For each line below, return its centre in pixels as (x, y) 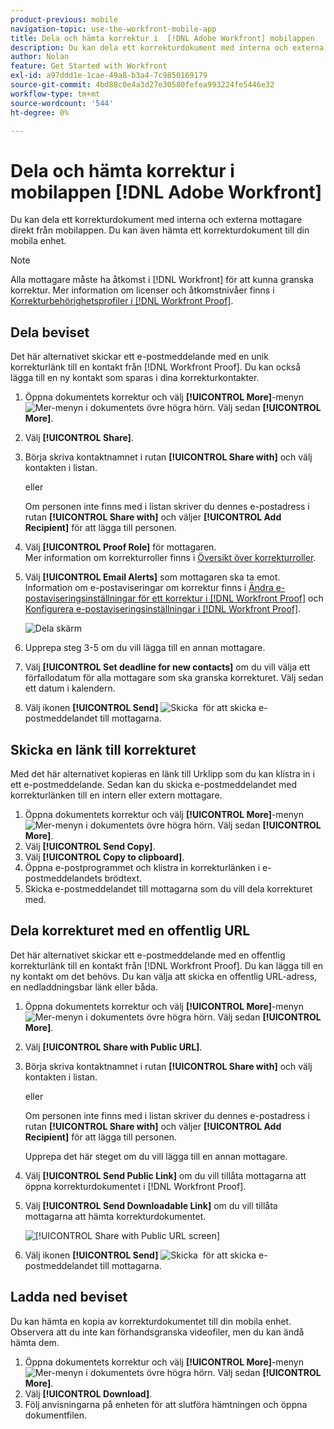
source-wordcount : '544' (62, 103)
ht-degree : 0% (40, 112)
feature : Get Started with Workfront (89, 66)
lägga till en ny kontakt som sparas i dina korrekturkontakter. (135, 378)
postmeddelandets (63, 878)
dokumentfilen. (56, 1415)
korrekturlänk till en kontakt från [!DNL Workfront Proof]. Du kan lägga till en (167, 965)
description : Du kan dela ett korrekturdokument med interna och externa (167, 47)
